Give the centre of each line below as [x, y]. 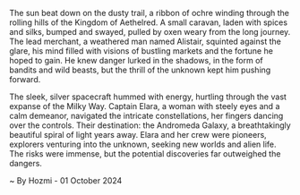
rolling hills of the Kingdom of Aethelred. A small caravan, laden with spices [149, 22]
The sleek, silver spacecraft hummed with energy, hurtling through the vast [148, 97]
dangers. [26, 163]
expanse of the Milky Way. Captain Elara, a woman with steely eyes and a [145, 106]
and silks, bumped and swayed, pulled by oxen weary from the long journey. [150, 32]
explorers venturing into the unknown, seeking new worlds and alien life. [143, 144]
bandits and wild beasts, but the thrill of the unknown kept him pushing [140, 70]
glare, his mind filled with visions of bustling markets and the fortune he [141, 51]
